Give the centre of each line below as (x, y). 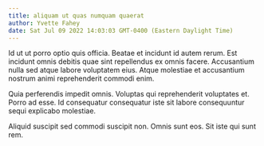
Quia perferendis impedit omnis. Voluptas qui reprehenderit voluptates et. (129, 94)
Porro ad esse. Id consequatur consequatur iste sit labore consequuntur (126, 103)
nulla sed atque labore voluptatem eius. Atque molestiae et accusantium (126, 70)
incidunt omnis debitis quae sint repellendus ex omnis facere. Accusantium (132, 61)
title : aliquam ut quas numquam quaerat (77, 16)
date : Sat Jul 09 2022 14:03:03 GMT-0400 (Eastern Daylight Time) (121, 30)
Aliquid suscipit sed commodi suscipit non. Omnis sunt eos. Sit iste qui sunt (132, 126)
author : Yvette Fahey (44, 23)
